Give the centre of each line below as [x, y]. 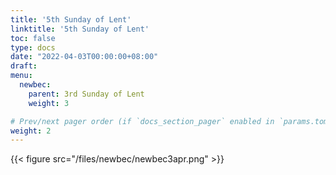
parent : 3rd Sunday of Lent [86, 94]
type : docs [33, 47]
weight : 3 [49, 103]
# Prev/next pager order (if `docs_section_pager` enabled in [142, 121]
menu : [21, 76]
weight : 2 [31, 131]
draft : [24, 66]
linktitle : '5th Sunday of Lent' [80, 29]
